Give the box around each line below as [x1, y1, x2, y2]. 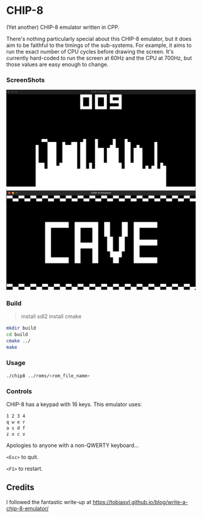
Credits [6, 483, 35, 493]
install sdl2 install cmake [20, 313, 82, 320]
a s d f [6, 425, 26, 431]
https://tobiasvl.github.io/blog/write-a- [93, 498, 188, 505]
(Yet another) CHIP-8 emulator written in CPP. [6, 23, 120, 31]
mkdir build [6, 325, 36, 331]
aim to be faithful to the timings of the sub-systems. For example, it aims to [6, 42, 192, 49]
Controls [6, 387, 32, 395]
